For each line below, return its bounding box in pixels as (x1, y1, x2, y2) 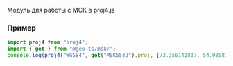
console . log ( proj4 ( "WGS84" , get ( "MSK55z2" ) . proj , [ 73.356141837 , (7, 52, 200, 59)
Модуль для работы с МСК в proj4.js (7, 6, 115, 14)
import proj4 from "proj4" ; (7, 39, 89, 46)
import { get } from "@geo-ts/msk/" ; (7, 45, 116, 53)
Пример (7, 23, 37, 33)
